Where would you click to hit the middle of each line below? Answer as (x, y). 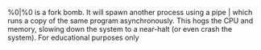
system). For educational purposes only (73, 37)
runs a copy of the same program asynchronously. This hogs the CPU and (130, 21)
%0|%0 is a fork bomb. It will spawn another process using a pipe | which (130, 12)
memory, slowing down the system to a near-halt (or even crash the (120, 29)
